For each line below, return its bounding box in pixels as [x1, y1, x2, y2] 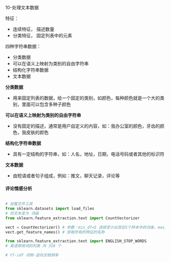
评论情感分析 [5, 185, 32, 191]
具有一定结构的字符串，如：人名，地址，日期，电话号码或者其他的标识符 [12, 151, 164, 157]
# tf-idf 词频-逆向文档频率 [5, 253, 59, 258]
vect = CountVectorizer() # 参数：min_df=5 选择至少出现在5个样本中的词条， [5, 225, 158, 230]
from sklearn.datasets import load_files [5, 206, 95, 212]
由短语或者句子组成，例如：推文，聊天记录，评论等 [12, 173, 120, 178]
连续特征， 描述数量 [12, 26, 54, 32]
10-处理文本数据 [5, 5, 39, 10]
